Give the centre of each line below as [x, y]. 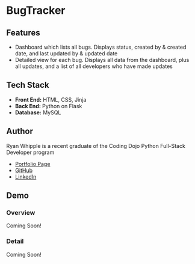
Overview [21, 212]
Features [23, 33]
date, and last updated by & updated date [66, 54]
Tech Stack [28, 85]
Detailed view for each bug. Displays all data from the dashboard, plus [102, 60]
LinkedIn [26, 177]
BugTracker [36, 11]
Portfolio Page [32, 164]
